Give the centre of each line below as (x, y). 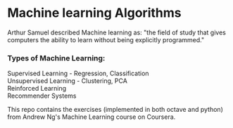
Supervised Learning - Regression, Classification (78, 73)
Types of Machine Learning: (56, 58)
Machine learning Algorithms (94, 13)
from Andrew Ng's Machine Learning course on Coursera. (92, 117)
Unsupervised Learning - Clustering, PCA (68, 81)
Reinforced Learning (37, 89)
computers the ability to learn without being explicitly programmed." (106, 39)
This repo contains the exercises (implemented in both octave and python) (115, 110)
